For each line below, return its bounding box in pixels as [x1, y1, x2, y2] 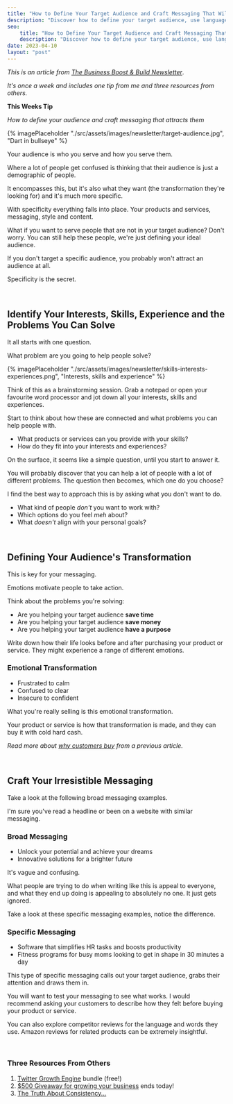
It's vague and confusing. [7, 868, 80, 876]
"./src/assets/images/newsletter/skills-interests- [70, 365, 208, 373]
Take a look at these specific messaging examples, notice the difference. [7, 910, 216, 918]
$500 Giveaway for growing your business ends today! [17, 1081, 175, 1090]
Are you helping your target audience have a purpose [17, 625, 171, 633]
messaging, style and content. [7, 212, 94, 221]
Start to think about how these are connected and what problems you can [7, 414, 218, 422]
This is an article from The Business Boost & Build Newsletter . [7, 67, 184, 76]
